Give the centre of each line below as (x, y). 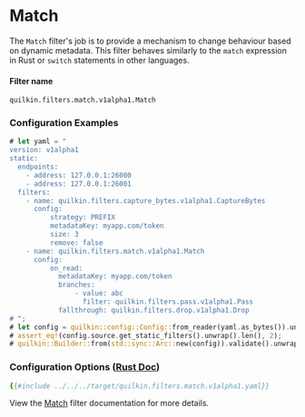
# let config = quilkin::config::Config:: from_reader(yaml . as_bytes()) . (150, 327)
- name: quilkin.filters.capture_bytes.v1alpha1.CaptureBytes (146, 200)
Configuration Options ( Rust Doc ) (85, 367)
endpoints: (38, 167)
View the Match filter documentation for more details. (109, 403)
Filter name (31, 81)
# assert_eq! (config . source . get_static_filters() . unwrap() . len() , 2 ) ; (146, 335)
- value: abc (99, 294)
